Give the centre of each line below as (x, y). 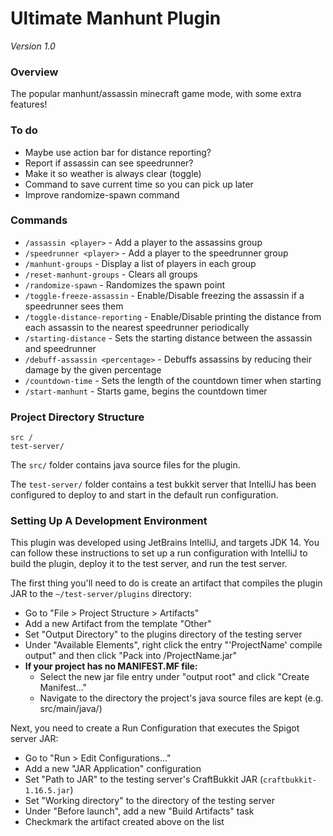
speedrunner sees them (74, 306)
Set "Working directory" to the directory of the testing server (149, 801)
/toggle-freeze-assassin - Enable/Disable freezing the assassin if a (164, 295)
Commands (39, 220)
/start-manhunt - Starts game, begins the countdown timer (146, 391)
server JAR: (34, 739)
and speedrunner (60, 348)
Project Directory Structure (77, 417)
